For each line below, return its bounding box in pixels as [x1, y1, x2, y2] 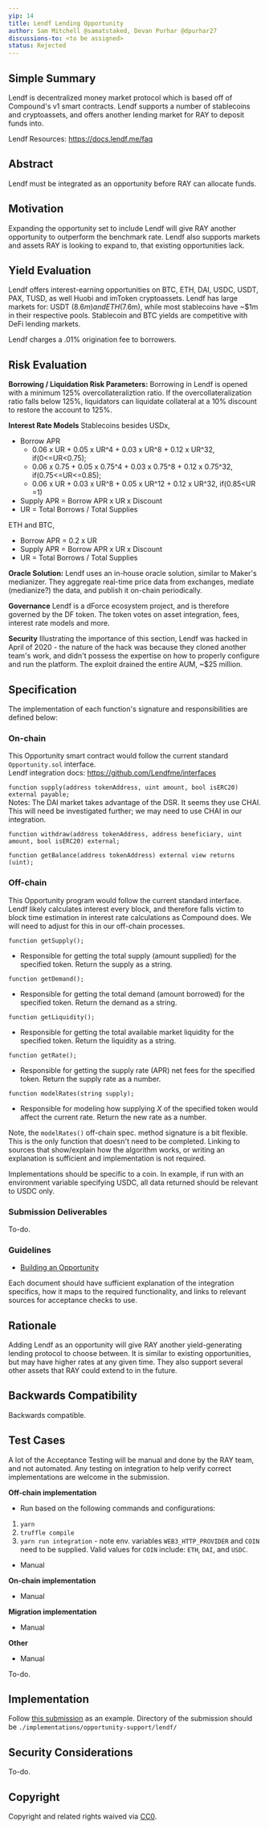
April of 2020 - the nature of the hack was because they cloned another [8, 643, 247, 652]
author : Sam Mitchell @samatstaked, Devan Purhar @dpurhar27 [8, 27, 218, 35]
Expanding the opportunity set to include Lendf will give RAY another [8, 223, 237, 233]
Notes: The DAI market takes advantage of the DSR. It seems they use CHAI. [8, 798, 261, 808]
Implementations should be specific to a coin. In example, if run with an [8, 1169, 244, 1178]
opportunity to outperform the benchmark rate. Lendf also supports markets [8, 232, 261, 241]
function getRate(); [8, 1051, 78, 1059]
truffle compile [19, 1529, 75, 1537]
